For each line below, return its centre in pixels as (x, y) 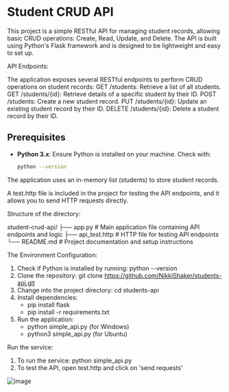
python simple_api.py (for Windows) (78, 326)
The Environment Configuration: (52, 255)
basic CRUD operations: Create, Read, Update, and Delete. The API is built (112, 38)
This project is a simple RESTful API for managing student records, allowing (114, 31)
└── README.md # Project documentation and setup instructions (100, 242)
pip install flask (48, 304)
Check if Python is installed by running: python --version (97, 268)
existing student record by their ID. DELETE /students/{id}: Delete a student (113, 108)
